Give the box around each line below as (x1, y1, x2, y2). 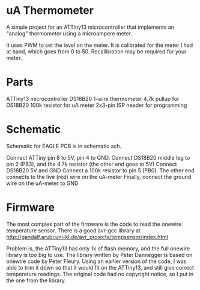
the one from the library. (6, 277, 66, 284)
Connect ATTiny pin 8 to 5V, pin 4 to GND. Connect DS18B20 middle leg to (6, 154, 190, 161)
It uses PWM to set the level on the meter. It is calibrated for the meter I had (6, 41, 193, 49)
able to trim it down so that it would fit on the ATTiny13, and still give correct (6, 264, 194, 271)
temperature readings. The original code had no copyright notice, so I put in (6, 270, 194, 277)
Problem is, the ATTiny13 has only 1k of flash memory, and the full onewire (6, 244, 190, 252)
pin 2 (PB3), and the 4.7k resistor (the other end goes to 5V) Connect (6, 160, 177, 168)
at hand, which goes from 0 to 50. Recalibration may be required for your (6, 47, 187, 55)
